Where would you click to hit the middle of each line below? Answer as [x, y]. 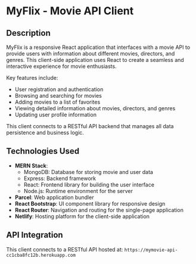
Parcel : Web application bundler [54, 197]
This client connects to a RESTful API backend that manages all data [90, 126]
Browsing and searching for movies [58, 96]
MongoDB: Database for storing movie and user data [88, 172]
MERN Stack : [31, 166]
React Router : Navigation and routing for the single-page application [99, 210]
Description [28, 33]
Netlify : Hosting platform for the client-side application [82, 216]
